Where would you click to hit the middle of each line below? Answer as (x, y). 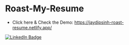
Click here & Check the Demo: (43, 22)
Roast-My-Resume (45, 9)
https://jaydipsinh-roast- (99, 22)
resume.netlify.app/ (32, 27)
